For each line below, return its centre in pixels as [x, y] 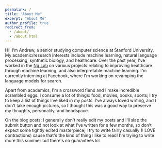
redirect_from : [20, 27]
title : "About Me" [24, 14]
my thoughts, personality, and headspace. [47, 110]
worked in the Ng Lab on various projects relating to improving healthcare [79, 65]
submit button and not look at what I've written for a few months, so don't [78, 125]
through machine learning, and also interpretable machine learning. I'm [76, 70]
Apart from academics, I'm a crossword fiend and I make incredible [72, 90]
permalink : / [18, 9]
